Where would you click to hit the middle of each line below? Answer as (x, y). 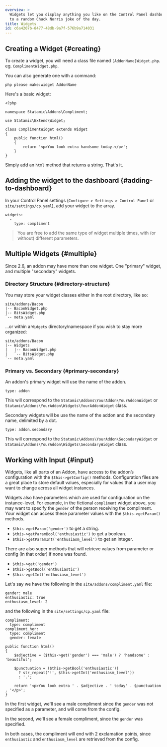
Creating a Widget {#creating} (53, 49)
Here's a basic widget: (28, 94)
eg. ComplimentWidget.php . (32, 66)
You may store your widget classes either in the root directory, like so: (77, 295)
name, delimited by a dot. (31, 420)
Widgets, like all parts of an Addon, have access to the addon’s (70, 472)
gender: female (25, 638)
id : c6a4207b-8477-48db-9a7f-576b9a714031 (50, 28)
